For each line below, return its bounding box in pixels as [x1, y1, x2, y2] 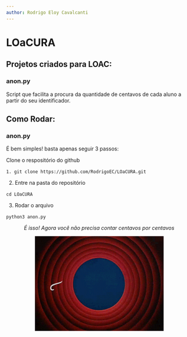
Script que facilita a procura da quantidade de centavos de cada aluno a [6, 91, 182, 98]
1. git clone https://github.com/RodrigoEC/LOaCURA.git [6, 169, 146, 175]
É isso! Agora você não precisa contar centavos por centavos [24, 224, 175, 232]
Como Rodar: [6, 114, 55, 124]
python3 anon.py [6, 214, 46, 220]
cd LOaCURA [6, 191, 33, 198]
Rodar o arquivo [14, 202, 54, 209]
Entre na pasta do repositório [14, 179, 86, 187]
